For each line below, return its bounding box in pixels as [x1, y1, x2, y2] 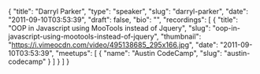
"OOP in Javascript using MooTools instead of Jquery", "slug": [8, 24, 211, 32]
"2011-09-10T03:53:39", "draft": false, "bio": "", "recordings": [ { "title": [8, 15, 239, 24]
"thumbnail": [160, 31, 202, 41]
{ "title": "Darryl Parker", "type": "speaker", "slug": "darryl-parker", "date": [8, 7, 249, 16]
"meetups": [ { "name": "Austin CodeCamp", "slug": [55, 49, 223, 57]
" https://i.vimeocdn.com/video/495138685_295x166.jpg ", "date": [8, 40, 219, 50]
